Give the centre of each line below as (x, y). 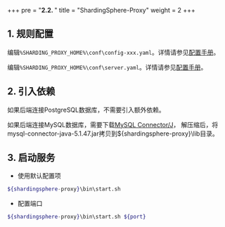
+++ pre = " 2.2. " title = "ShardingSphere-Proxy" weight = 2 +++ (101, 10)
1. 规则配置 (31, 34)
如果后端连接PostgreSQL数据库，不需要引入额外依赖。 (86, 110)
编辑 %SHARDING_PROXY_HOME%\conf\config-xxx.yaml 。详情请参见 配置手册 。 (114, 52)
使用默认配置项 (39, 176)
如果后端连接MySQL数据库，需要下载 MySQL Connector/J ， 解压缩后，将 (113, 124)
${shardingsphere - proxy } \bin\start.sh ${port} (77, 217)
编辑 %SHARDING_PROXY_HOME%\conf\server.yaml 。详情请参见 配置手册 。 (107, 67)
